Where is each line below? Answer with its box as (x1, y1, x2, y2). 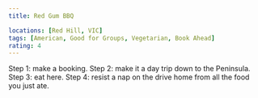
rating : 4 (8, 41, 42, 49)
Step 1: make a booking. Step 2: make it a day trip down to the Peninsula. (8, 64, 251, 74)
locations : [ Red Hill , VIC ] (8, 26, 104, 35)
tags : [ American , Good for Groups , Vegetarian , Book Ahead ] (8, 34, 216, 42)
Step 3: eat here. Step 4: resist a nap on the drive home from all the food (8, 72, 250, 82)
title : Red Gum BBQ (8, 11, 74, 20)
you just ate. (8, 81, 50, 91)
